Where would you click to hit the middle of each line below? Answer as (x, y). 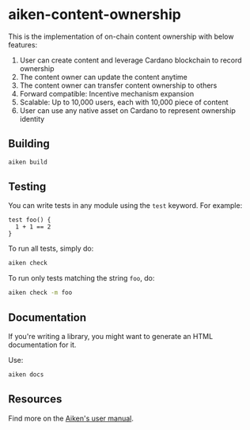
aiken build (28, 162)
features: (23, 44)
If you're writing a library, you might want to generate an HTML (111, 336)
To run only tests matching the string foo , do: (81, 278)
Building (29, 144)
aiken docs (26, 375)
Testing (27, 187)
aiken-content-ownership (95, 15)
